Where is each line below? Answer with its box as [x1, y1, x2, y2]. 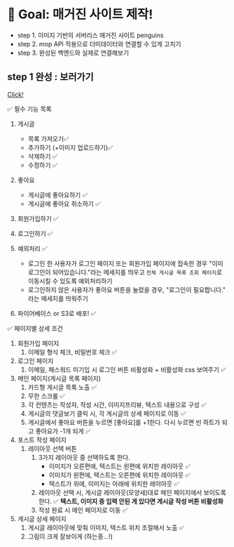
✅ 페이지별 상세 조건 [7, 324, 63, 332]
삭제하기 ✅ [27, 152, 58, 160]
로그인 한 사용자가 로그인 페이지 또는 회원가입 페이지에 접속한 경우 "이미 [27, 259, 223, 268]
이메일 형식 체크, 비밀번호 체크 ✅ [27, 348, 118, 356]
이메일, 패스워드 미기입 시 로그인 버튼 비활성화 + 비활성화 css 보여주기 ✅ [27, 365, 226, 374]
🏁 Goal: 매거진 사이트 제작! [7, 6, 153, 22]
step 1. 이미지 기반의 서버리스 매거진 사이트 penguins [17, 31, 164, 39]
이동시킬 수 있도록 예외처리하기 [27, 277, 113, 285]
